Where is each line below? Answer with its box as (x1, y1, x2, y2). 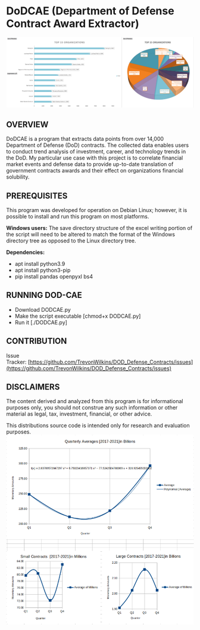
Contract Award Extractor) (6, 17, 139, 30)
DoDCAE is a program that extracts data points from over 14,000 (6, 136, 164, 143)
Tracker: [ (6, 358, 30, 365)
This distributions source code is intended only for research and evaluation (6, 422, 190, 429)
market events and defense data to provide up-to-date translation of (6, 161, 174, 168)
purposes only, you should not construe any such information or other (6, 404, 178, 411)
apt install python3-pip (14, 267, 71, 274)
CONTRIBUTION (6, 336, 67, 346)
